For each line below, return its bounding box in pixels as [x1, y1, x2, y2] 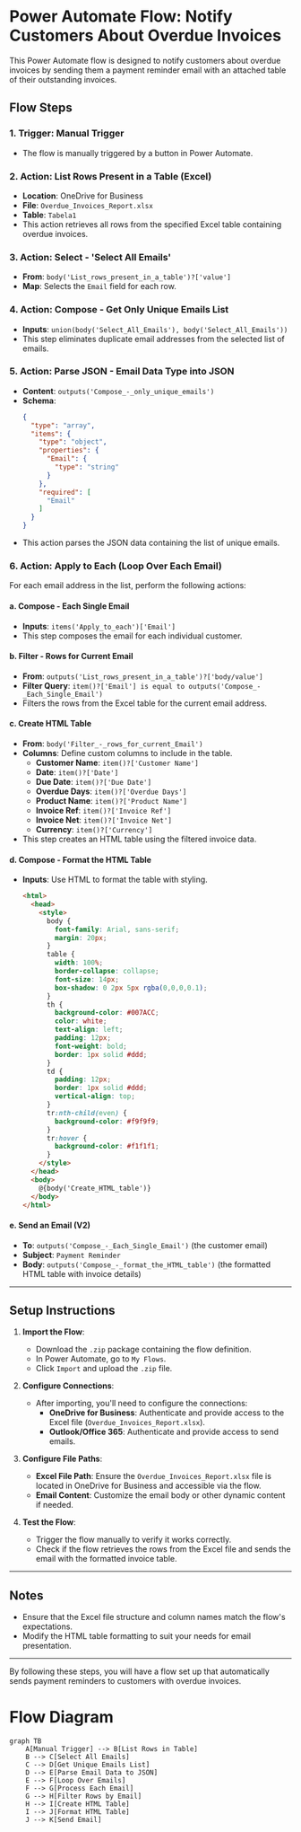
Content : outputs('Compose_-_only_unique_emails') [21, 385, 215, 396]
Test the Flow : [21, 1517, 76, 1528]
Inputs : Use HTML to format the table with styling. [21, 874, 208, 885]
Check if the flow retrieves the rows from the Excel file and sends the [35, 1544, 291, 1555]
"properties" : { [39, 446, 99, 455]
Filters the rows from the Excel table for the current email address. [21, 698, 267, 709]
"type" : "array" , [30, 420, 96, 430]
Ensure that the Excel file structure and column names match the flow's [21, 1612, 286, 1623]
